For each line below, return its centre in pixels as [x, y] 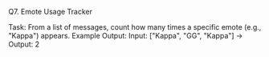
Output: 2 [24, 44]
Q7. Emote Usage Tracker [50, 12]
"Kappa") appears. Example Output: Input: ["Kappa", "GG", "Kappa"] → [126, 36]
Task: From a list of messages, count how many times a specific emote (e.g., [135, 27]
